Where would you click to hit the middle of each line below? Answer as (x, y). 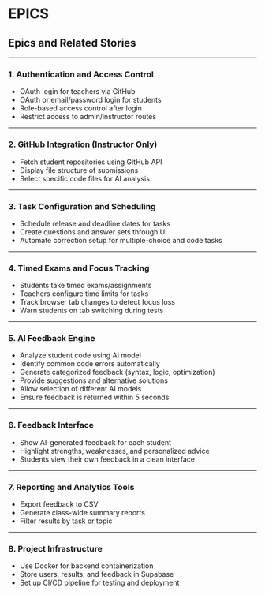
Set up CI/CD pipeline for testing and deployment (99, 583)
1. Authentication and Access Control (81, 74)
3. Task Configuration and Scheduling (82, 206)
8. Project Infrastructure (55, 549)
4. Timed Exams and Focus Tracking (79, 268)
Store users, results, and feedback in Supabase (97, 574)
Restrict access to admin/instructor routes (88, 117)
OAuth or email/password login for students (90, 100)
